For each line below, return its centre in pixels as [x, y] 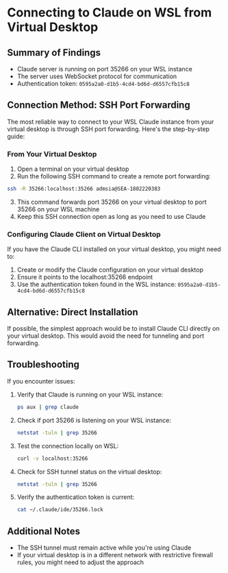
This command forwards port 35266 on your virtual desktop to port [112, 202]
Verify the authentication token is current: [76, 497]
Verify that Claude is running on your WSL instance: [90, 394]
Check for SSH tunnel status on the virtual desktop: [89, 471]
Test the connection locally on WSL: [68, 446]
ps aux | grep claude [48, 407]
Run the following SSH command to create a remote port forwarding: [114, 176]
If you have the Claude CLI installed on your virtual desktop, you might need [114, 249]
